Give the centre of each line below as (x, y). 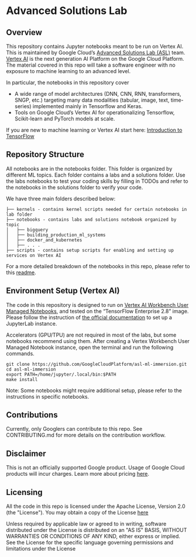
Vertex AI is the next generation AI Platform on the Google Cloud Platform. (95, 59)
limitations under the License (41, 549)
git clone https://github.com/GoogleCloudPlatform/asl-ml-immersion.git (97, 364)
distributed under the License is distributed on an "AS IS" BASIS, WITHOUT (97, 530)
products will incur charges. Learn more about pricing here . (78, 474)
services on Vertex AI (34, 255)
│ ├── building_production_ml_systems (56, 235)
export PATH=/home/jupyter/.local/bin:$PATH (61, 374)
